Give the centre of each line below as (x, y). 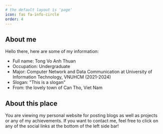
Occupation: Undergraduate (41, 66)
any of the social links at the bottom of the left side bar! (62, 126)
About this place (31, 103)
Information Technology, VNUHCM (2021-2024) (62, 77)
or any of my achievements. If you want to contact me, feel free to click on (82, 121)
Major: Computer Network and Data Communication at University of (82, 72)
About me (21, 39)
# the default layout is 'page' (39, 10)
